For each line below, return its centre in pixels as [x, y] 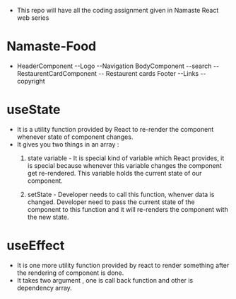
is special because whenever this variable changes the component [124, 165]
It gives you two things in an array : [68, 144]
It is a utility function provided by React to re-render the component [115, 129]
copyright [31, 81]
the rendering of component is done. [70, 273]
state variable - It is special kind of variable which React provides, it [126, 158]
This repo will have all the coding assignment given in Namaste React [118, 10]
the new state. [48, 217]
